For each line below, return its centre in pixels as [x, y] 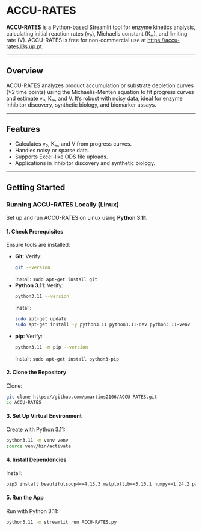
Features [23, 129]
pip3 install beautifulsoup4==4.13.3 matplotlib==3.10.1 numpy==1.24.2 [98, 484]
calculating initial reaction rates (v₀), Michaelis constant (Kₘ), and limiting [97, 33]
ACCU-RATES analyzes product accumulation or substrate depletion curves [100, 85]
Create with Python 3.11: [36, 429]
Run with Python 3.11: [32, 511]
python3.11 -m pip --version [51, 347]
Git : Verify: [28, 256]
